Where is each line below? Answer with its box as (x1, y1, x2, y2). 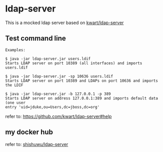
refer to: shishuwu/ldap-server (5, 141, 69, 147)
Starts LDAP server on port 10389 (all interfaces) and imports (5, 61, 142, 66)
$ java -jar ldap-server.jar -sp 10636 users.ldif (5, 74, 113, 79)
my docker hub (5, 128, 54, 136)
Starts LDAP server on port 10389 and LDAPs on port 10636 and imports (5, 78, 158, 83)
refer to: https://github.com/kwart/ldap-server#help (5, 113, 112, 119)
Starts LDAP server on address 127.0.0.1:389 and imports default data (5, 96, 158, 101)
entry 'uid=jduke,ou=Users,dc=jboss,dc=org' (5, 104, 100, 109)
